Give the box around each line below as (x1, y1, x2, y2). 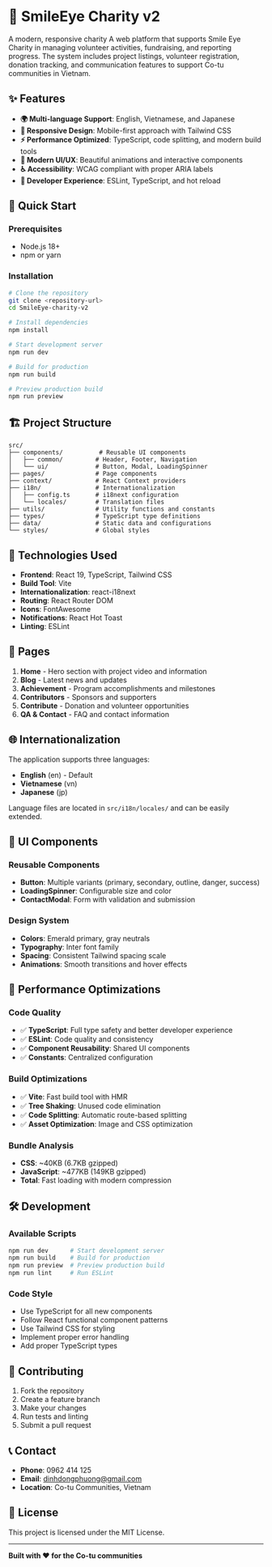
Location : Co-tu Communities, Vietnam (19, 1482, 151, 1492)
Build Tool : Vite (19, 578, 72, 588)
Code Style (8, 1288, 53, 1299)
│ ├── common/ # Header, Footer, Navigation (8, 456, 198, 464)
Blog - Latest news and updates (19, 675, 127, 685)
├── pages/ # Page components (8, 469, 158, 478)
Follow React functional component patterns (19, 1315, 168, 1325)
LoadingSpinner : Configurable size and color (19, 886, 172, 896)
